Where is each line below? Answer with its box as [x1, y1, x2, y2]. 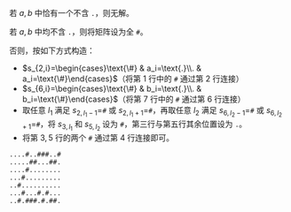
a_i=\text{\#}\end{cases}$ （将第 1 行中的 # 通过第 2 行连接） [21, 73, 244, 84]
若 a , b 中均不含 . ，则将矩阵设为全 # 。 [9, 26, 148, 37]
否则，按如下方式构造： [9, 45, 95, 56]
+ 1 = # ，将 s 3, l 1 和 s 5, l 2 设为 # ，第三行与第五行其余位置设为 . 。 [21, 118, 248, 132]
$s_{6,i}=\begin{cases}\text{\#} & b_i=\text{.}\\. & [21, 83, 202, 94]
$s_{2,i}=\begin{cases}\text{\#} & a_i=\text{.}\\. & [21, 63, 202, 73]
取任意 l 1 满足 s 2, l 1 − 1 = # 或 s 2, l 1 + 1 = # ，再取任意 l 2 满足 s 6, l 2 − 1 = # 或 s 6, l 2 [21, 105, 282, 119]
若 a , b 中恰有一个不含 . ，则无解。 [9, 8, 135, 18]
